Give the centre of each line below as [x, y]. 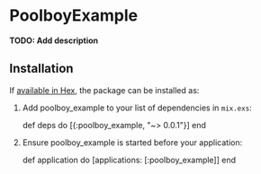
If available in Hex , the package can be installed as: [104, 90]
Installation [41, 69]
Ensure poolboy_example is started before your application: [132, 142]
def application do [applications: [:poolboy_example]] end [129, 160]
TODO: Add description [54, 40]
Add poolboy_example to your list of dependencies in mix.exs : [137, 108]
